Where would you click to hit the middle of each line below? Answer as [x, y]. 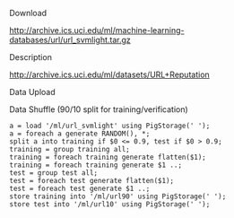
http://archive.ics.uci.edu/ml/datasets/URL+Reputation [110, 74]
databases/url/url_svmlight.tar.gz [70, 40]
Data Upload [32, 92]
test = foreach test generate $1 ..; [80, 188]
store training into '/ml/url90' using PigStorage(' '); [118, 196]
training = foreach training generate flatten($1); [108, 157]
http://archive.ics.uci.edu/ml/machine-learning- [97, 30]
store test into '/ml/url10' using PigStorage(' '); [110, 205]
